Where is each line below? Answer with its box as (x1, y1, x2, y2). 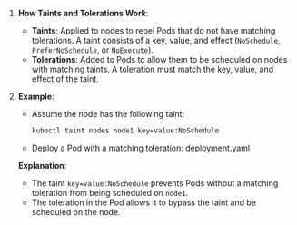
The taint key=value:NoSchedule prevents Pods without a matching (31, 177, 279, 189)
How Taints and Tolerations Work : (17, 8, 149, 18)
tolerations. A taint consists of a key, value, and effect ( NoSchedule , (31, 35, 281, 45)
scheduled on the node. (31, 206, 121, 217)
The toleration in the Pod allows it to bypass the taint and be (31, 197, 257, 208)
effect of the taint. (31, 73, 100, 84)
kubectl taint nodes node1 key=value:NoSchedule (31, 126, 220, 135)
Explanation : (17, 160, 67, 171)
